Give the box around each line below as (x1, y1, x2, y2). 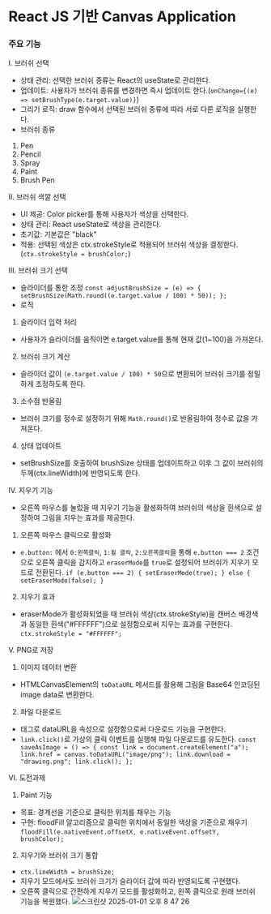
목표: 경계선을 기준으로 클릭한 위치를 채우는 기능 (19, 808, 171, 817)
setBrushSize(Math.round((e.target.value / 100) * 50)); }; (19, 292, 227, 300)
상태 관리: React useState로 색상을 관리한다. (19, 220, 162, 230)
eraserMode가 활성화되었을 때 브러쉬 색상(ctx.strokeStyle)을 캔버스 (19, 609, 237, 619)
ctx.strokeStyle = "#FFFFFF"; (19, 630, 123, 638)
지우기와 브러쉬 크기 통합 (19, 851, 99, 860)
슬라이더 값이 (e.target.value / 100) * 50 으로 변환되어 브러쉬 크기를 (19, 369, 246, 379)
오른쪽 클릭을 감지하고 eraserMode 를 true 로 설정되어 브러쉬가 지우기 (35, 557, 251, 568)
